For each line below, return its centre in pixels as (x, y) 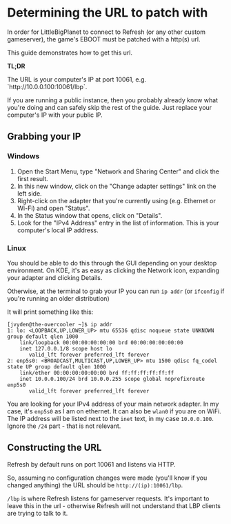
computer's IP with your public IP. (55, 115)
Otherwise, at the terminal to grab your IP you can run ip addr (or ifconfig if (116, 291)
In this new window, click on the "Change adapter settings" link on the (117, 186)
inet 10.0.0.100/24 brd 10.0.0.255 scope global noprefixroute (112, 379)
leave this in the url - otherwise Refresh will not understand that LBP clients (114, 505)
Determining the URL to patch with (108, 13)
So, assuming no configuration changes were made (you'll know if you (107, 478)
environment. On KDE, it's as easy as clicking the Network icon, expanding (113, 270)
